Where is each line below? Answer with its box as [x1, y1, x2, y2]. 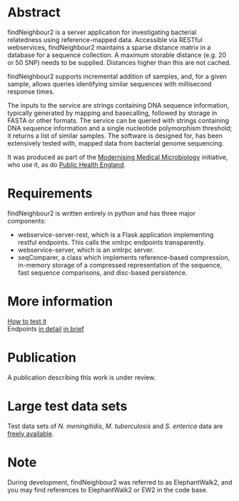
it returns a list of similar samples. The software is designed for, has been [7, 131, 223, 140]
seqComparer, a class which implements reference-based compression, [17, 253, 230, 261]
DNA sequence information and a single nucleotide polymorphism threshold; [7, 123, 233, 132]
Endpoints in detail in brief [7, 324, 84, 333]
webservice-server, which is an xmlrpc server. [17, 246, 155, 254]
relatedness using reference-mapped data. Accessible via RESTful [7, 35, 203, 44]
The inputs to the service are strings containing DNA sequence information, [7, 101, 230, 109]
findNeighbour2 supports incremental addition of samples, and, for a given [7, 72, 227, 81]
